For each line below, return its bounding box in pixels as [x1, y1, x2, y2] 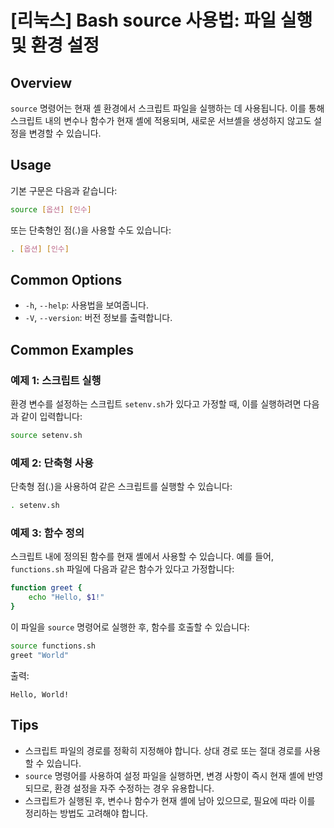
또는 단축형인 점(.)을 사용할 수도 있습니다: [10, 224, 172, 236]
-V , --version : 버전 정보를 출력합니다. [24, 312, 173, 324]
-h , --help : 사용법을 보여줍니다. [24, 299, 149, 311]
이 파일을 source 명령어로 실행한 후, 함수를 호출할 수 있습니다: [10, 621, 250, 633]
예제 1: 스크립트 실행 [10, 373, 102, 387]
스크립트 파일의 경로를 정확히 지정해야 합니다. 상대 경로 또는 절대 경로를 [24, 744, 303, 756]
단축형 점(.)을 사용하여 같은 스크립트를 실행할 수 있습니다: [10, 481, 233, 493]
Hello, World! [10, 689, 70, 700]
